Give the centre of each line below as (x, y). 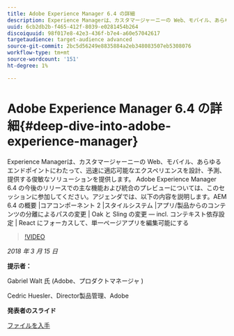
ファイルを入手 (29, 325)
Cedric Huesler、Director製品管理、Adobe (68, 295)
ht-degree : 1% (28, 66)
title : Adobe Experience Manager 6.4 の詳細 (71, 14)
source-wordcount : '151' (43, 59)
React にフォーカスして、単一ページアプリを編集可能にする (104, 222)
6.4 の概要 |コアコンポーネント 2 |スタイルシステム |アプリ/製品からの (108, 205)
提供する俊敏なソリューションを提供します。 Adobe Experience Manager (112, 179)
